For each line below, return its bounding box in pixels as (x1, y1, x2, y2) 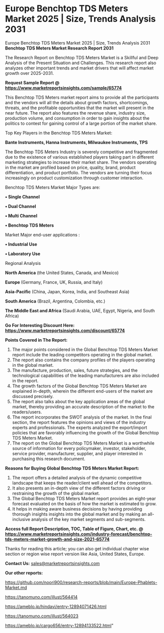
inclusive (12, 516, 30, 522)
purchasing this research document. (12, 456, 86, 462)
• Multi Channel (5, 212, 38, 218)
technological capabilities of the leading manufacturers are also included (12, 373, 159, 378)
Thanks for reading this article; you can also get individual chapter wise (5, 545, 149, 551)
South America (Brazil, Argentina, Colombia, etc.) (5, 298, 106, 304)
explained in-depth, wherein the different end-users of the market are (12, 388, 153, 394)
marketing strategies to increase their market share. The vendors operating (5, 159, 157, 165)
